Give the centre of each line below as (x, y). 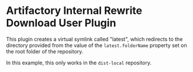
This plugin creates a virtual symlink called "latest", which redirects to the (94, 39)
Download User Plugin (61, 23)
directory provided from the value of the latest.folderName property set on (96, 45)
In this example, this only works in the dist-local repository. (79, 63)
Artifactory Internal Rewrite (74, 11)
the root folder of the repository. (45, 51)
